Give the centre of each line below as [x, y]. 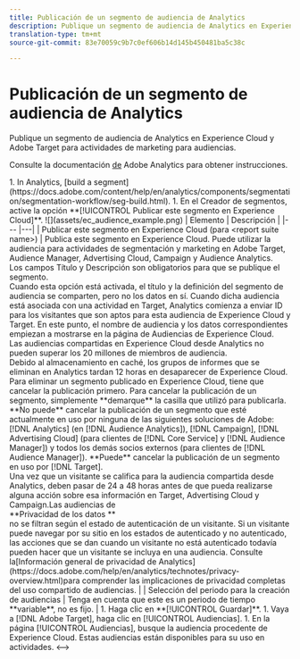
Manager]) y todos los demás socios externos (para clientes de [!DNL [137, 448]
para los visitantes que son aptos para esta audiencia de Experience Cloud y [150, 315]
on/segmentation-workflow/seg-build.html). [90, 201]
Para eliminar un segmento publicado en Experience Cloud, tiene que [137, 381]
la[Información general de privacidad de [83, 562]
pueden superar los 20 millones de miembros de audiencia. [118, 353]
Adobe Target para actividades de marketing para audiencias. [123, 147]
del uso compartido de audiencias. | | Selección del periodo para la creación [150, 590]
